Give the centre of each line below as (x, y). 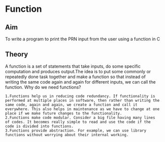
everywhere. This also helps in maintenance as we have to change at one (82, 109)
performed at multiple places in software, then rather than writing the (82, 100)
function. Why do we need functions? (43, 87)
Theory (17, 54)
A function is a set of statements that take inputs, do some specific (73, 66)
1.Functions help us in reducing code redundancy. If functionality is (80, 96)
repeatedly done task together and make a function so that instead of (76, 77)
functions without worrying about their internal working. (67, 135)
